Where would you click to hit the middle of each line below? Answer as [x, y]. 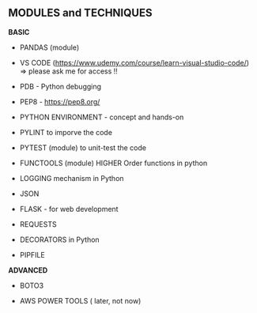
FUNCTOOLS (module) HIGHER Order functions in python [113, 163]
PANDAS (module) [49, 47]
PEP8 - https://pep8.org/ [60, 101]
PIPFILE [32, 255]
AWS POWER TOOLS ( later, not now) [80, 300]
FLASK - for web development [69, 209]
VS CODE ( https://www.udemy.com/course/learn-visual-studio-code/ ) [134, 62]
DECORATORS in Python [60, 239]
